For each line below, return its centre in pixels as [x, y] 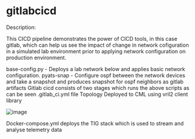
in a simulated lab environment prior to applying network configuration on [96, 51]
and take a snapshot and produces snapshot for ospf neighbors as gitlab [95, 82]
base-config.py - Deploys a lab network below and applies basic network [96, 69]
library [14, 100]
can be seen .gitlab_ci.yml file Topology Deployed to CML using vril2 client [97, 94]
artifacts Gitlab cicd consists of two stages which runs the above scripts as [98, 88]
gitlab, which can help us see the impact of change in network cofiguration [97, 45]
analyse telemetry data [34, 130]
